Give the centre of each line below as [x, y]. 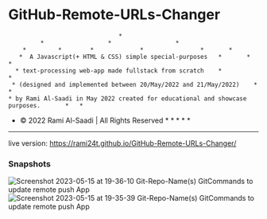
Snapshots [30, 163]
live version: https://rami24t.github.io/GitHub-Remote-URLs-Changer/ [122, 143]
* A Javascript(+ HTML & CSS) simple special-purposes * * [134, 57]
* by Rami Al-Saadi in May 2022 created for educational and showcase [128, 98]
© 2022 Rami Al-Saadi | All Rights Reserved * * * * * [105, 120]
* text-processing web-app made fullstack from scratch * [119, 70]
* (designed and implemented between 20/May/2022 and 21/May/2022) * [135, 84]
